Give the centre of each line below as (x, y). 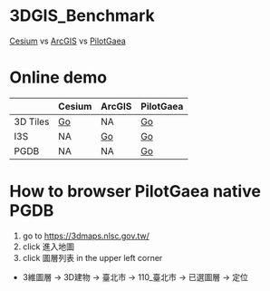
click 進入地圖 (48, 247)
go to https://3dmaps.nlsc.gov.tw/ (86, 236)
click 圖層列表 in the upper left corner (92, 257)
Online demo (58, 78)
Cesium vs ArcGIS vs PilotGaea (68, 41)
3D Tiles (32, 121)
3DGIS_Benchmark (82, 16)
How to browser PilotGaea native (135, 192)
